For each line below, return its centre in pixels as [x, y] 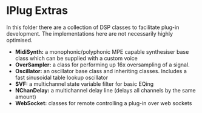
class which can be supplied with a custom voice [76, 58]
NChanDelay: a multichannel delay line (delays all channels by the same [105, 90]
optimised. [19, 40]
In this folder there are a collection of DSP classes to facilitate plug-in [93, 27]
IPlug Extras [37, 11]
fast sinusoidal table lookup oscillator [61, 77]
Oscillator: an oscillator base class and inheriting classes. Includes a [101, 71]
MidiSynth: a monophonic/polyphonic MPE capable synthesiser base [102, 51]
